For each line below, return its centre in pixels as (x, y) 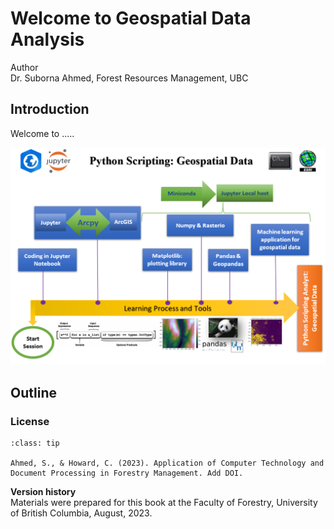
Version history (43, 491)
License (30, 421)
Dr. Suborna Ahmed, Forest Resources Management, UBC (129, 78)
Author (24, 67)
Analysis (47, 39)
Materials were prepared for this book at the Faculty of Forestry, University (164, 502)
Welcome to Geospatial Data (131, 18)
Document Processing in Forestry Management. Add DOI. (127, 473)
